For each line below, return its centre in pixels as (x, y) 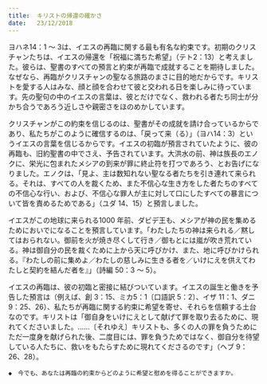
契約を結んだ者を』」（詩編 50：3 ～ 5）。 (95, 270)
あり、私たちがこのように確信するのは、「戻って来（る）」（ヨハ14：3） (124, 133)
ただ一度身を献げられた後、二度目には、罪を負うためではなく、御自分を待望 (134, 336)
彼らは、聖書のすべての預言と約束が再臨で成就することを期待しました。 (140, 67)
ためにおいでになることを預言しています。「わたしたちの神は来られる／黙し (132, 230)
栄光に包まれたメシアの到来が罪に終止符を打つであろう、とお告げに (141, 163)
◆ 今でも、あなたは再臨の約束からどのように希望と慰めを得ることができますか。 (123, 373)
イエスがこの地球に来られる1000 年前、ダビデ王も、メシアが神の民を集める (132, 220)
